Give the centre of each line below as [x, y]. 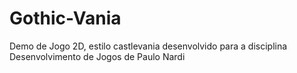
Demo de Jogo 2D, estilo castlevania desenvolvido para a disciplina [148, 46]
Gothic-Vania [65, 18]
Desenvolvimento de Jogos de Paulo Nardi [97, 56]
